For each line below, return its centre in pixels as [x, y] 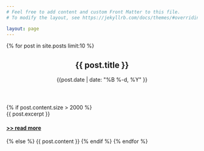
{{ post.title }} [102, 65]
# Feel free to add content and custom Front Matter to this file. [93, 12]
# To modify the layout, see [43, 18]
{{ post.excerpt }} [28, 114]
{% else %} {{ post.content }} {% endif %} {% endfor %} [77, 141]
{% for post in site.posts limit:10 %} [50, 46]
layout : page [23, 29]
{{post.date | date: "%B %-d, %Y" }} [102, 80]
